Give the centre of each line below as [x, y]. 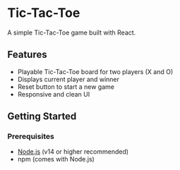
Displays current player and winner [68, 79]
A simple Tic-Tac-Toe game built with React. [72, 32]
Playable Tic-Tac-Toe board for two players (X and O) [95, 71]
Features [27, 55]
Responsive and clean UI [54, 94]
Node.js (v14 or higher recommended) [73, 152]
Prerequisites [31, 137]
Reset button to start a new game [66, 87]
